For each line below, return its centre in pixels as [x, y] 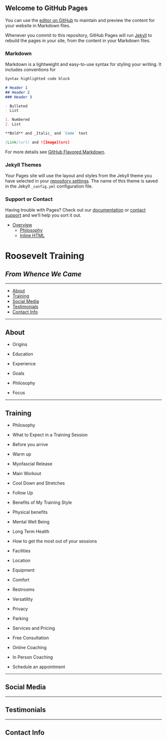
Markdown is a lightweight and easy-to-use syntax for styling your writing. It [83, 64]
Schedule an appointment [39, 667]
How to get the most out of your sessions [55, 541]
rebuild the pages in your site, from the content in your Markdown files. [78, 40]
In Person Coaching [33, 657]
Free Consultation [31, 638]
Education [23, 354]
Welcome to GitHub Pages [46, 8]
